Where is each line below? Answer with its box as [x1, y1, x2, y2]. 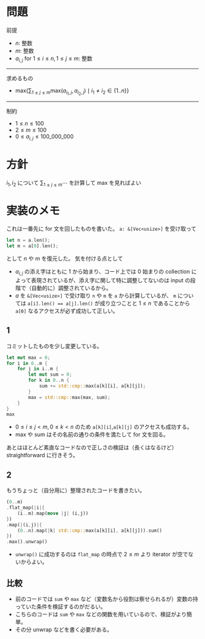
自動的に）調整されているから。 [31, 284, 112, 291]
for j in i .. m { [17, 366, 59, 372]
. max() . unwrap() [6, 539, 48, 545]
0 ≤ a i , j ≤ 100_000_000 [15, 132, 74, 141]
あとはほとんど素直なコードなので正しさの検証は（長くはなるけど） [6, 444, 178, 451]
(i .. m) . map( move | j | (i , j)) [17, 510, 88, 517]
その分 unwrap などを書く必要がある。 [15, 626, 113, 633]
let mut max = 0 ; [6, 354, 51, 361]
